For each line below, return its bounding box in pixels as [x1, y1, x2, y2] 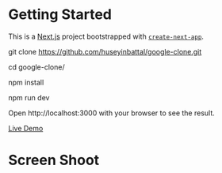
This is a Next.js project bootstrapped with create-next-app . [8, 32, 205, 41]
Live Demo [8, 123, 44, 133]
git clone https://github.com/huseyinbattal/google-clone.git [8, 47, 202, 56]
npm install [8, 77, 44, 87]
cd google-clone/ [8, 62, 65, 72]
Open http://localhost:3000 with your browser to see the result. [8, 108, 216, 118]
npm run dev [8, 92, 50, 102]
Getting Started [8, 6, 113, 24]
